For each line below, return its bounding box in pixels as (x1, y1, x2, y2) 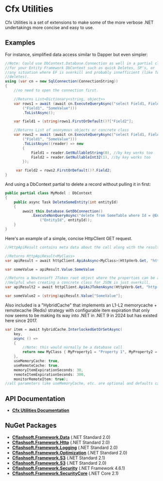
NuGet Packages (5, 421, 57, 430)
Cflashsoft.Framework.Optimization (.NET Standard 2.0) (12, 449, 128, 455)
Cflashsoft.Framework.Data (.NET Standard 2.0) (12, 434, 111, 440)
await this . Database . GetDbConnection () (22, 208, 103, 214)
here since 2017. (5, 318, 37, 323)
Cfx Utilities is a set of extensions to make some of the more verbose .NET (5, 19, 154, 25)
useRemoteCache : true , (14, 363, 60, 368)
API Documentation (5, 394, 65, 403)
